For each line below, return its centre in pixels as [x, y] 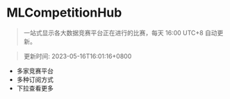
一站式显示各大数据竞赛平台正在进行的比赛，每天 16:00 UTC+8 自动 [120, 33]
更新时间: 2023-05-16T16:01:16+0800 [77, 56]
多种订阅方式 [35, 79]
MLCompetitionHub [64, 13]
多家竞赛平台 [35, 71]
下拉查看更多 [35, 88]
